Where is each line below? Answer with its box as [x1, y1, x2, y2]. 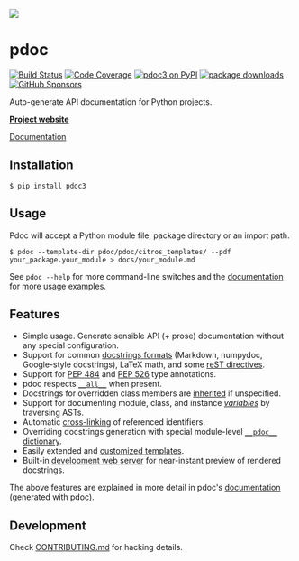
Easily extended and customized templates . [22, 446, 185, 456]
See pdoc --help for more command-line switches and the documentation [9, 271, 284, 281]
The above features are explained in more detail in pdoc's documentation [9, 483, 281, 493]
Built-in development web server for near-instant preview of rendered [22, 455, 282, 466]
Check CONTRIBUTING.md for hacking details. [9, 542, 183, 553]
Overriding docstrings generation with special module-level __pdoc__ [22, 427, 277, 437]
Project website [9, 114, 69, 124]
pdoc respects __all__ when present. [22, 379, 162, 390]
